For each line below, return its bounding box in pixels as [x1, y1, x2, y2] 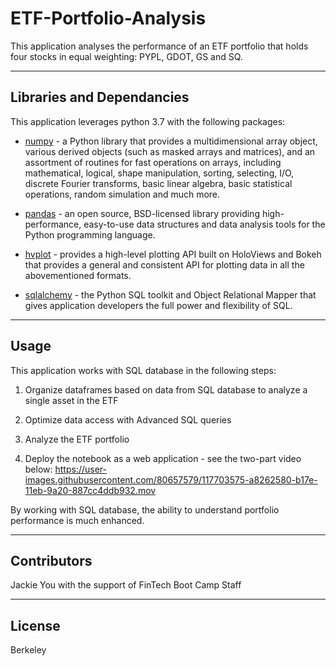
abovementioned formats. [24, 269, 132, 281]
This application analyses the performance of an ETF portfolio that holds [10, 40, 309, 52]
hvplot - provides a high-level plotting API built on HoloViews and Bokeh [24, 248, 322, 260]
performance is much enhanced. [10, 514, 145, 526]
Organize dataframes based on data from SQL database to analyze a [24, 383, 308, 396]
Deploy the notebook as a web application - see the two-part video [24, 452, 302, 464]
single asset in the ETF [24, 394, 119, 406]
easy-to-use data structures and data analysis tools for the [83, 218, 326, 230]
